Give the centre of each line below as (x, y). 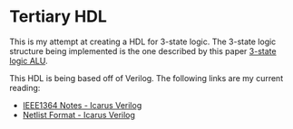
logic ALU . (29, 60)
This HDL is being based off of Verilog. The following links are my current (146, 78)
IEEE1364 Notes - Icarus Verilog (82, 105)
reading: (25, 88)
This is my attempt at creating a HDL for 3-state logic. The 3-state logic (143, 41)
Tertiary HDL (58, 17)
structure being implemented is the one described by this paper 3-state (143, 51)
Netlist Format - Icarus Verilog (79, 115)
